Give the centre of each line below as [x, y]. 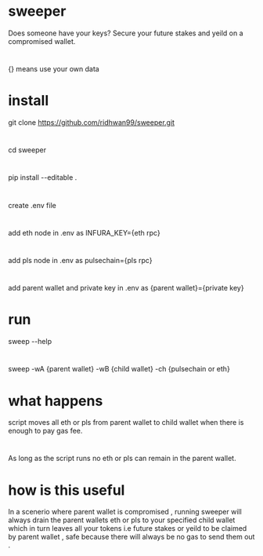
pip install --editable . [43, 177]
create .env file [32, 205]
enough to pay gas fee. [45, 431]
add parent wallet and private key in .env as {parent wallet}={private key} [126, 288]
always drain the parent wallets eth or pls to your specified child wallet [122, 520]
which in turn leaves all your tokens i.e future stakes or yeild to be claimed [128, 529]
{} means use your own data [54, 69]
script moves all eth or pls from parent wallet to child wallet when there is [126, 422]
